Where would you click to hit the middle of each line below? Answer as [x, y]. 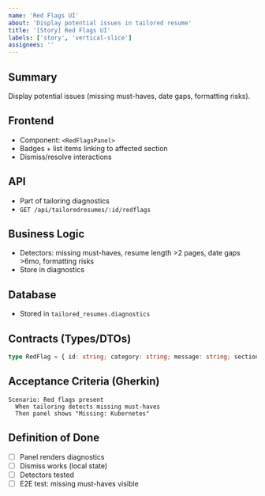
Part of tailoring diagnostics [65, 201]
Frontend [31, 121]
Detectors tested [47, 475]
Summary [33, 77]
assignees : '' [32, 45]
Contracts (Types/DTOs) [70, 338]
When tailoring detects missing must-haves [88, 407]
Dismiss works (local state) [63, 466]
